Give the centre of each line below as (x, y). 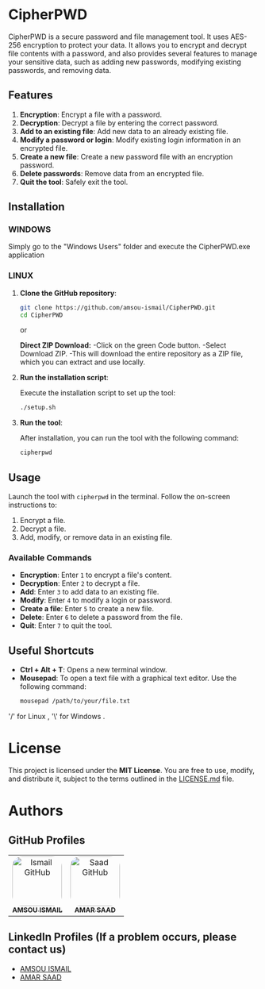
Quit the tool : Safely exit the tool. (74, 182)
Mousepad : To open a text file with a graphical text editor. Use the (128, 678)
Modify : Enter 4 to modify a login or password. (96, 600)
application (27, 255)
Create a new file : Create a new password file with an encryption (126, 156)
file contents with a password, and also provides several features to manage (133, 53)
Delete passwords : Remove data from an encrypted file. (112, 173)
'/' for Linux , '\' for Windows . (57, 717)
